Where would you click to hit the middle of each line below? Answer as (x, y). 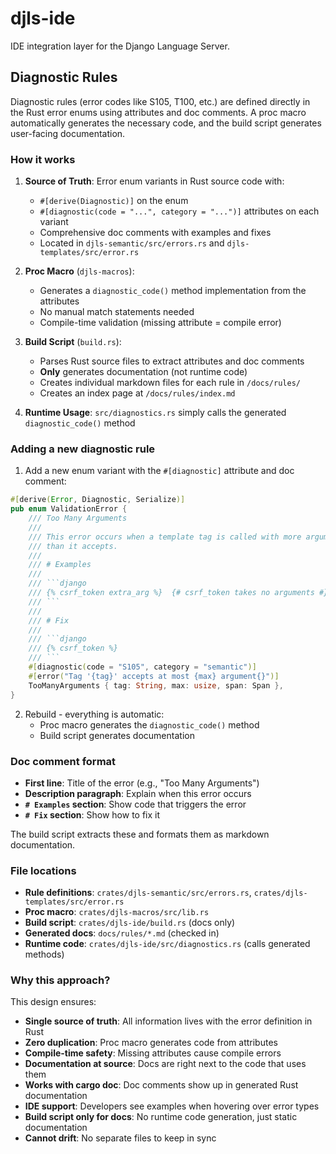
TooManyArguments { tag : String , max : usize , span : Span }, (156, 685)
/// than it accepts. (73, 546)
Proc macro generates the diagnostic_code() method (149, 724)
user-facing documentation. (68, 133)
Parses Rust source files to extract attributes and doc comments (172, 361)
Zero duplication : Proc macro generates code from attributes (151, 1043)
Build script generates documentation (117, 735)
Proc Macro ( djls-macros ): (79, 271)
